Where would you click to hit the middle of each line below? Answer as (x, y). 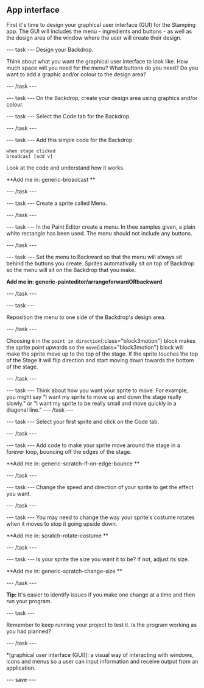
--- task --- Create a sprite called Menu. (57, 203)
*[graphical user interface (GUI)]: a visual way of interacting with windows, (100, 654)
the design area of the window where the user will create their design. (94, 38)
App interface (33, 10)
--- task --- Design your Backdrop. (50, 49)
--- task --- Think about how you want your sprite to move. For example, (97, 390)
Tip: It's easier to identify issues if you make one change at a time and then (101, 595)
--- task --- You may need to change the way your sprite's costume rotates (100, 517)
